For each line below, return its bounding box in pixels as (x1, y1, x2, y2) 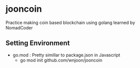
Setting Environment (5, 39, 70, 47)
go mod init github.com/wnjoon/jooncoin (20, 57, 103, 63)
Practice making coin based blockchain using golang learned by (5, 20, 136, 25)
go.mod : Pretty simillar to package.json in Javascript (12, 52, 120, 58)
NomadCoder (5, 24, 33, 30)
